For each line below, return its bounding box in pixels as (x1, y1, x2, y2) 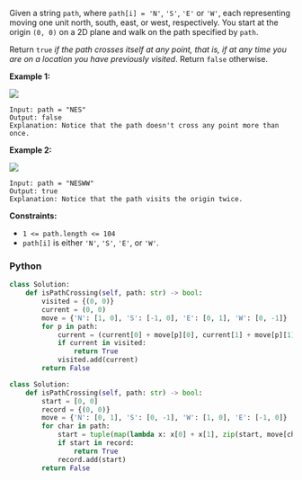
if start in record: (57, 439, 135, 448)
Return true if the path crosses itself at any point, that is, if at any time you (9, 44, 288, 55)
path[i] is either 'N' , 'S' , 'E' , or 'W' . (22, 237, 159, 248)
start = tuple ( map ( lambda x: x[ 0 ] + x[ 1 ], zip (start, (57, 431, 263, 440)
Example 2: (9, 145, 52, 156)
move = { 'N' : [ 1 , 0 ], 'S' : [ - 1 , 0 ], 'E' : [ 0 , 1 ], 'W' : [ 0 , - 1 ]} (41, 314, 288, 323)
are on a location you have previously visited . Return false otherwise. (9, 54, 268, 64)
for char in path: (41, 422, 111, 431)
